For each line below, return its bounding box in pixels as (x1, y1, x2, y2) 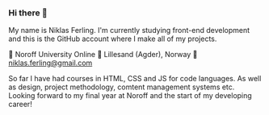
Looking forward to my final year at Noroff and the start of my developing (8, 91, 252, 101)
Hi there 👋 (8, 7, 48, 18)
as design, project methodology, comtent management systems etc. (8, 82, 235, 92)
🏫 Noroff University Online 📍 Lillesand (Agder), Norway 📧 (8, 50, 198, 60)
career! (8, 100, 32, 109)
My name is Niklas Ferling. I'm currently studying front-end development (8, 26, 250, 35)
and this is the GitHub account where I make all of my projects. (8, 34, 217, 43)
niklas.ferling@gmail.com (8, 58, 93, 68)
